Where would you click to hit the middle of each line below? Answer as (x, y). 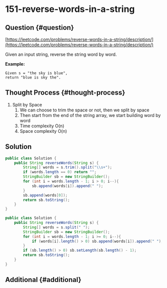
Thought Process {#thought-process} (65, 93)
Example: (15, 64)
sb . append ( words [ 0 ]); (45, 195)
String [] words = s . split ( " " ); (57, 227)
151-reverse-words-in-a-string (70, 9)
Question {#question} (40, 28)
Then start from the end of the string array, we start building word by (90, 115)
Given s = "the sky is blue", (37, 73)
